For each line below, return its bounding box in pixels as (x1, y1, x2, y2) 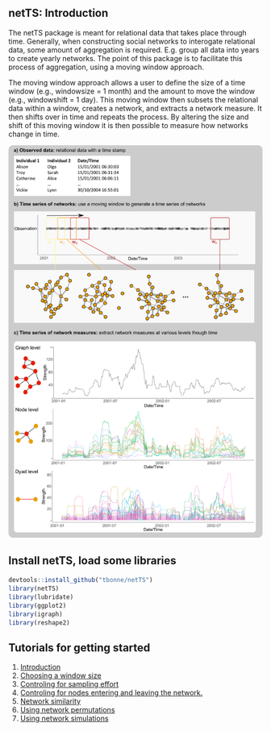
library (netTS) (8, 584, 60, 593)
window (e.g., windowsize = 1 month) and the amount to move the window (8, 86, 256, 96)
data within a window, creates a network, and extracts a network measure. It (8, 103, 262, 113)
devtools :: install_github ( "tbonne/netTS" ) (8, 576, 153, 584)
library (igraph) (8, 610, 63, 618)
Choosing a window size (19, 671, 102, 680)
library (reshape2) (8, 618, 70, 627)
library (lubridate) (8, 592, 74, 601)
